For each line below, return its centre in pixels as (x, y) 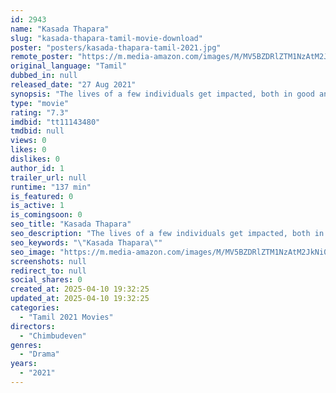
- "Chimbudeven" (53, 336)
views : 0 (28, 141)
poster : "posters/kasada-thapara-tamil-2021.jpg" (116, 47)
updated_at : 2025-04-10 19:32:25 (80, 299)
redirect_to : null (48, 271)
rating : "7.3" (40, 112)
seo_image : (33, 252)
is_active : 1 (37, 206)
